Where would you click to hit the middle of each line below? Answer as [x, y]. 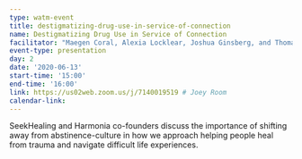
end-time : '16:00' [44, 84]
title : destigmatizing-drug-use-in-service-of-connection [120, 26]
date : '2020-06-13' [46, 68]
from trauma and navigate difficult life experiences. [104, 145]
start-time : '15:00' [48, 76]
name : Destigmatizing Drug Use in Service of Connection [118, 34]
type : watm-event [42, 17]
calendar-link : [38, 100]
